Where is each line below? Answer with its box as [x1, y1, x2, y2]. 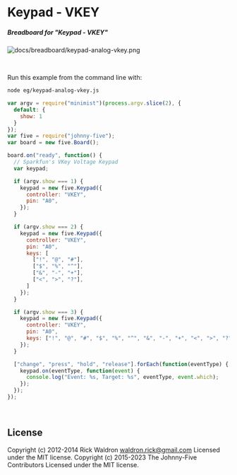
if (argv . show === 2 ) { [13, 223, 83, 230]
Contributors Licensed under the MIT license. [7, 460, 139, 469]
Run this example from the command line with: [7, 74, 142, 82]
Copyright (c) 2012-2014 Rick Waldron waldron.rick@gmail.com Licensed [7, 445, 221, 454]
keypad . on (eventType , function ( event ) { [20, 367, 140, 375]
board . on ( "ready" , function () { [7, 152, 102, 159]
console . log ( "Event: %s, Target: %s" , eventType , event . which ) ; [25, 374, 219, 381]
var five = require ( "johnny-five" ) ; [7, 132, 115, 140]
